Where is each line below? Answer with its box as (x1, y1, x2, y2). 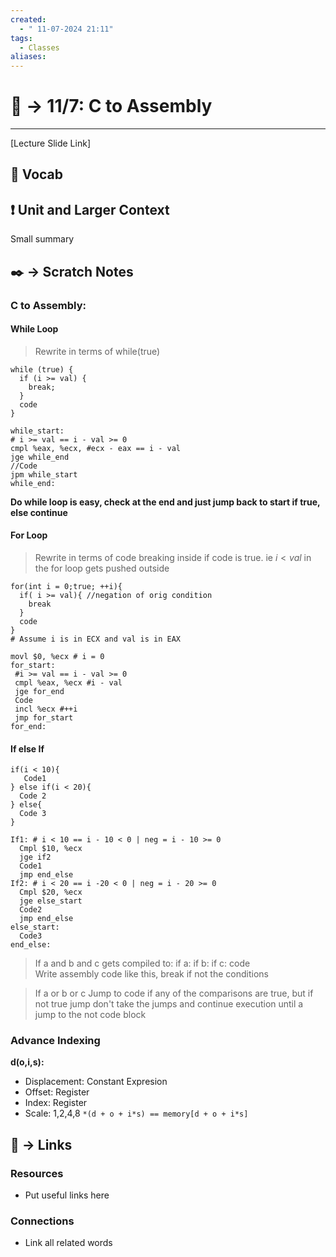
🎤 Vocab (10, 166, 64, 183)
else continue (10, 506, 68, 518)
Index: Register (24, 1097, 88, 1109)
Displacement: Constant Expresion (24, 1076, 168, 1088)
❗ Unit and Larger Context (10, 201, 170, 218)
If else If (10, 742, 45, 755)
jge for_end (14, 686, 65, 696)
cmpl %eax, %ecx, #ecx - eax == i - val (10, 443, 182, 453)
